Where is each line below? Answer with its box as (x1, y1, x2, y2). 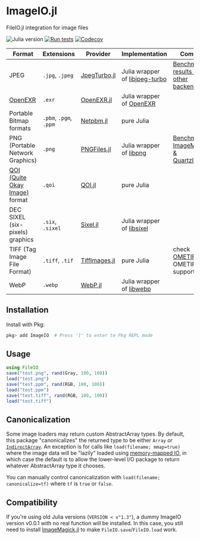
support (173, 267, 195, 275)
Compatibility (6, 497, 58, 507)
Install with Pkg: (6, 321, 45, 328)
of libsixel (121, 224, 149, 232)
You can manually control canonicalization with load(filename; (6, 474, 161, 481)
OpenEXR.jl (80, 96, 112, 104)
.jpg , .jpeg (42, 71, 74, 79)
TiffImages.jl (80, 256, 115, 264)
